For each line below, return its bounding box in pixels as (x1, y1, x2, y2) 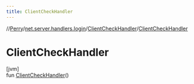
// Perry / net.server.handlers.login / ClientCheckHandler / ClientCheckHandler (6, 25, 189, 32)
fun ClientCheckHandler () (6, 72, 70, 79)
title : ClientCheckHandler (6, 8, 73, 15)
